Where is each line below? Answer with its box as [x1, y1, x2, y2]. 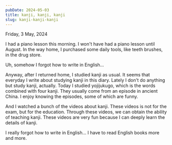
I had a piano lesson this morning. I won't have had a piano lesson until [5, 41, 155, 47]
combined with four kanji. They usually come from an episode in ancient [5, 88, 158, 94]
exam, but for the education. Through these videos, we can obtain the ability [5, 109, 167, 115]
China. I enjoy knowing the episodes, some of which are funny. [5, 93, 139, 100]
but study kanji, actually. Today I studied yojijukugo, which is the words [5, 82, 156, 89]
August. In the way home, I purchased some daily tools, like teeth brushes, [5, 47, 163, 53]
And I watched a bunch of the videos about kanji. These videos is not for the [5, 103, 167, 110]
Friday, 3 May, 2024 [5, 31, 48, 37]
